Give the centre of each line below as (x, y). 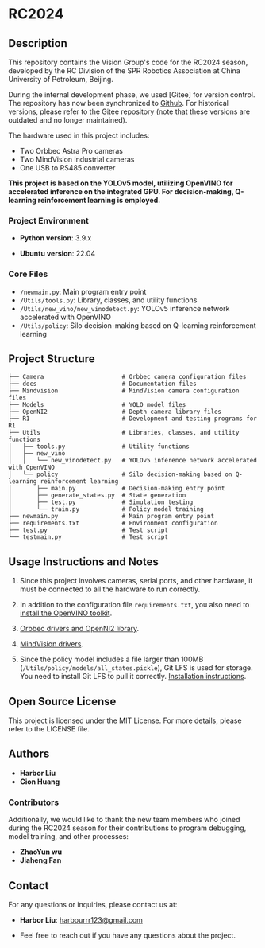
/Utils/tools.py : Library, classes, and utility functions (108, 300)
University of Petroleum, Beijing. (61, 79)
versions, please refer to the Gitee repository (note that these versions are (129, 111)
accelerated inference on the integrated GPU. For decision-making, (121, 191)
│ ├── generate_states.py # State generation (97, 495)
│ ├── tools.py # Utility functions (99, 447)
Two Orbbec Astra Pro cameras (71, 151)
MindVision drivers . (51, 644)
